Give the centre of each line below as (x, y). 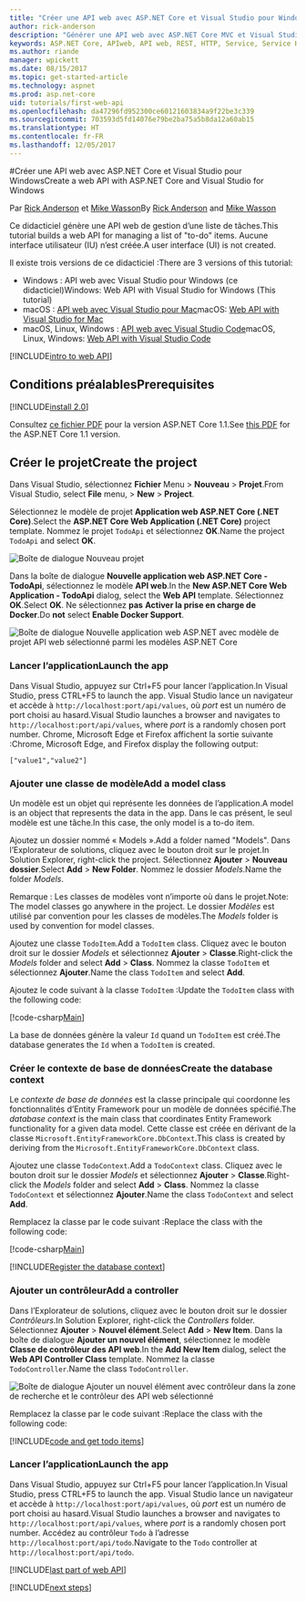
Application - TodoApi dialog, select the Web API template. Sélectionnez (147, 596)
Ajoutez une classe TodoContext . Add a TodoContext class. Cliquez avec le (146, 1166)
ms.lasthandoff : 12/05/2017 (63, 145)
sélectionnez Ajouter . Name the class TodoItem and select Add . (127, 972)
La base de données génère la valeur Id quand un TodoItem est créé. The (145, 1034)
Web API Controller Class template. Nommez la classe (112, 1359)
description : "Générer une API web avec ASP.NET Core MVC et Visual (142, 35)
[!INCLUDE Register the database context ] (87, 1267)
